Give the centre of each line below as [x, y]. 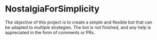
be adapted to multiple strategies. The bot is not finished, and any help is [78, 27]
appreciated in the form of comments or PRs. [50, 32]
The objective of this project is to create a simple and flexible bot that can [79, 22]
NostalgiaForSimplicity [52, 9]
